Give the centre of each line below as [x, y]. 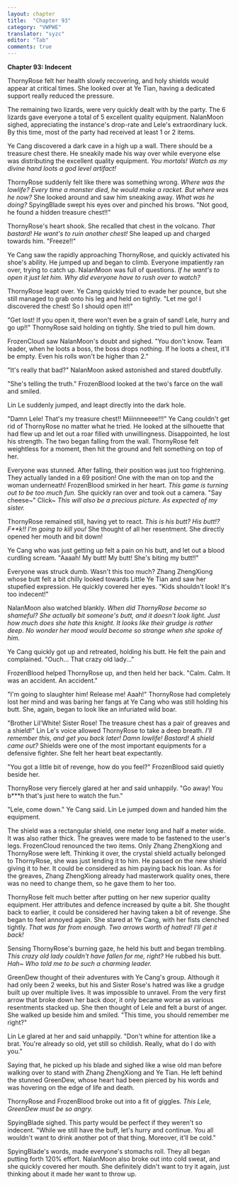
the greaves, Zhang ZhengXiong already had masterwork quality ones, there [119, 876]
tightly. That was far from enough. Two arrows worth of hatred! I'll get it [112, 927]
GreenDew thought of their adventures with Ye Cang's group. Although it [113, 977]
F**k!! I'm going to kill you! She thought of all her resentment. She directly [116, 529]
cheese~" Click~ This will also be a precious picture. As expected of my [113, 500]
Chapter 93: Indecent [40, 67]
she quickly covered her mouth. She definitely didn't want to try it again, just [119, 1166]
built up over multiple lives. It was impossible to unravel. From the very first [117, 992]
